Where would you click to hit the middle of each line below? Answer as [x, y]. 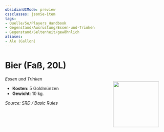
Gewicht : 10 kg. [28, 94]
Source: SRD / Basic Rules [31, 103]
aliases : [14, 37]
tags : [10, 19]
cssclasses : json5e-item [30, 14]
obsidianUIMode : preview [30, 9]
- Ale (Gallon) [20, 41]
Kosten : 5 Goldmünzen [35, 88]
